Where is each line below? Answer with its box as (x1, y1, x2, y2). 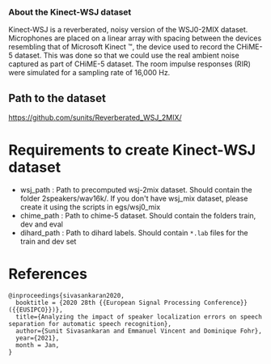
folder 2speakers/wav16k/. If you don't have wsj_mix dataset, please (19, 193, 248, 204)
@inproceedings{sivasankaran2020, (8, 291, 125, 299)
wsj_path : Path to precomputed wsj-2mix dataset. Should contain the (19, 185, 252, 195)
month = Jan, (15, 341, 60, 349)
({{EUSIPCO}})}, (8, 306, 63, 314)
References (8, 265, 87, 283)
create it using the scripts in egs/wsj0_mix (19, 202, 161, 212)
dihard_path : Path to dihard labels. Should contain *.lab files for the (19, 228, 248, 238)
